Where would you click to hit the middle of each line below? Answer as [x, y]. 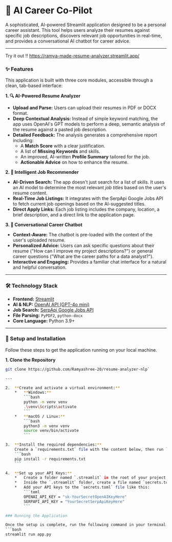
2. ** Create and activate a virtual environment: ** [63, 388]
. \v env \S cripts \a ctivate [50, 407]
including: [23, 140]
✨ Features [19, 69]
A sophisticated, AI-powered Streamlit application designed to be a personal [86, 25]
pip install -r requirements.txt [50, 459]
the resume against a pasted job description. [60, 130]
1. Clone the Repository [30, 360]
